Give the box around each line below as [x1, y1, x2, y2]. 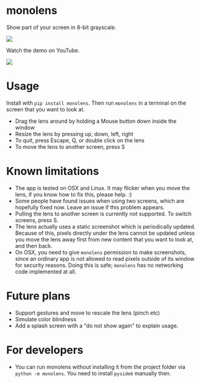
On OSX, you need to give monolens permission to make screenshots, [14, 249, 187, 256]
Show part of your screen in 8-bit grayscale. [6, 24, 116, 31]
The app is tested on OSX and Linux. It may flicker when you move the [14, 184, 190, 191]
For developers [6, 343, 83, 357]
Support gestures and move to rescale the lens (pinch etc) [14, 309, 160, 316]
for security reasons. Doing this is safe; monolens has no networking [14, 261, 183, 269]
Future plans [6, 289, 71, 303]
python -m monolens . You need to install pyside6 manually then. [14, 370, 171, 377]
